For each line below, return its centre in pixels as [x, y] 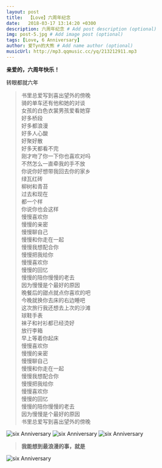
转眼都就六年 [22, 82]
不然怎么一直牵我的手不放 [53, 163]
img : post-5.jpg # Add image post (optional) [65, 35]
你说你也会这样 [40, 209]
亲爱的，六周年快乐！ [33, 69]
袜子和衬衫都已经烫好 [48, 323]
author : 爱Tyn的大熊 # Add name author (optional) [70, 46]
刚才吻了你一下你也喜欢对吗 [56, 156]
